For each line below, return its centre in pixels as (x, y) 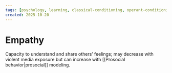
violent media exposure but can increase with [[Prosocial (65, 60)
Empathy (25, 40)
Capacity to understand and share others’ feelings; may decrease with (79, 54)
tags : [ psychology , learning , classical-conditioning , (65, 10)
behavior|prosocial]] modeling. (38, 65)
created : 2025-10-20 (27, 15)
